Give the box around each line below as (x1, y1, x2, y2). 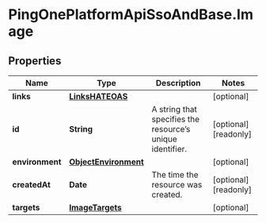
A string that (151, 104, 198, 114)
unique (151, 133, 178, 144)
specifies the (151, 113, 200, 125)
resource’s (151, 124, 191, 134)
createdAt (12, 179, 51, 190)
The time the (151, 169, 199, 180)
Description (155, 78, 201, 88)
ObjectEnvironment (69, 156, 144, 167)
